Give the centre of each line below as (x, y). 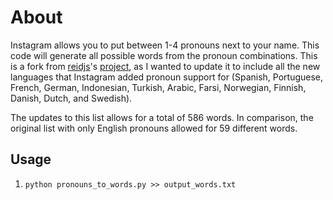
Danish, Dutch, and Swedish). (71, 98)
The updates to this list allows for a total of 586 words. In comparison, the (162, 117)
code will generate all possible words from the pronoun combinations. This (164, 55)
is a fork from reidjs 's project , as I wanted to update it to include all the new (165, 66)
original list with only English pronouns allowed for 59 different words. (154, 128)
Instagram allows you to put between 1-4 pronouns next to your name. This (165, 45)
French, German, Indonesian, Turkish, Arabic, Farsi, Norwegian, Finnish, (158, 87)
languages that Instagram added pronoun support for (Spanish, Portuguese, (167, 77)
